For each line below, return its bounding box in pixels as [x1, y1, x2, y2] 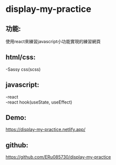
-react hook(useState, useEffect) [5, 99, 73, 105]
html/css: [5, 53, 36, 61]
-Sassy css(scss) [5, 66, 41, 72]
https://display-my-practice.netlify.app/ [5, 126, 86, 132]
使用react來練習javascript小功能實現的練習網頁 [5, 39, 101, 44]
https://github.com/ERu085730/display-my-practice [5, 154, 112, 160]
